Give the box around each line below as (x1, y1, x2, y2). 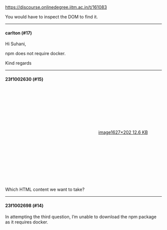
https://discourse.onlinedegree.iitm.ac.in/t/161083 (5, 4, 107, 10)
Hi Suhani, (5, 41, 26, 47)
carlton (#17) (5, 30, 32, 36)
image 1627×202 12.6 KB (98, 129, 148, 136)
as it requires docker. (5, 219, 48, 225)
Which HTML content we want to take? (5, 186, 85, 193)
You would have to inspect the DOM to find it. (5, 14, 98, 19)
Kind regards (5, 60, 32, 66)
